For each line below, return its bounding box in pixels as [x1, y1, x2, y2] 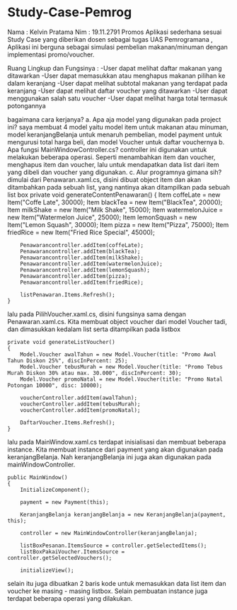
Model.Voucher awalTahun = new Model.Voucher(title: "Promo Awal [20, 351, 217, 358]
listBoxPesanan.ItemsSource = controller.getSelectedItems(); [20, 542, 207, 549]
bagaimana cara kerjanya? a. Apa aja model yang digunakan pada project [7, 115, 221, 124]
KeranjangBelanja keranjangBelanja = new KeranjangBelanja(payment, [20, 511, 226, 518]
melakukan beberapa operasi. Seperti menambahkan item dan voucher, [7, 153, 216, 161]
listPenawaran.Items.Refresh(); [20, 291, 115, 298]
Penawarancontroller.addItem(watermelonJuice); [20, 260, 163, 267]
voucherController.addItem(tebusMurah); [20, 401, 141, 408]
